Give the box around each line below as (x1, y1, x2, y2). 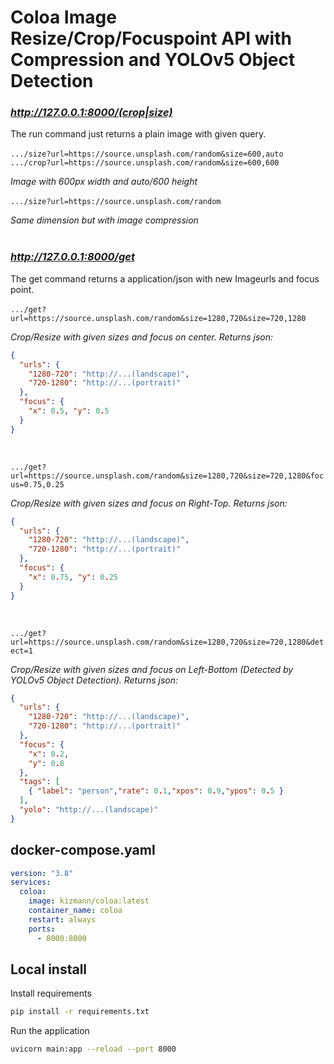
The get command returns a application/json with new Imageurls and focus (10, 272, 320, 285)
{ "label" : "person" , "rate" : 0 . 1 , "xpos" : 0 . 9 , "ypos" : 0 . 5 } (28, 786, 285, 796)
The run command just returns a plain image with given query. (10, 128, 267, 140)
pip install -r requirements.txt (10, 1007, 150, 1017)
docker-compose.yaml (10, 842, 156, 859)
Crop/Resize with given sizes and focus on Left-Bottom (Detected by (10, 663, 294, 675)
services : (10, 877, 52, 888)
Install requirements (10, 987, 92, 1000)
